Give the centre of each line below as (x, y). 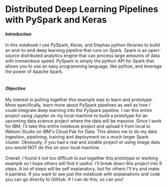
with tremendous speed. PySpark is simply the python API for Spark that (80, 61)
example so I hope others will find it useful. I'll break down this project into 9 (84, 163)
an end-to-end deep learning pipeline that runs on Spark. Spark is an (76, 50)
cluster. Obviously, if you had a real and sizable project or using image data (82, 142)
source (12, 55)
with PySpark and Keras (56, 20)
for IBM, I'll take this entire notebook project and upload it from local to (78, 126)
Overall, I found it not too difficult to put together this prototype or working (82, 158)
